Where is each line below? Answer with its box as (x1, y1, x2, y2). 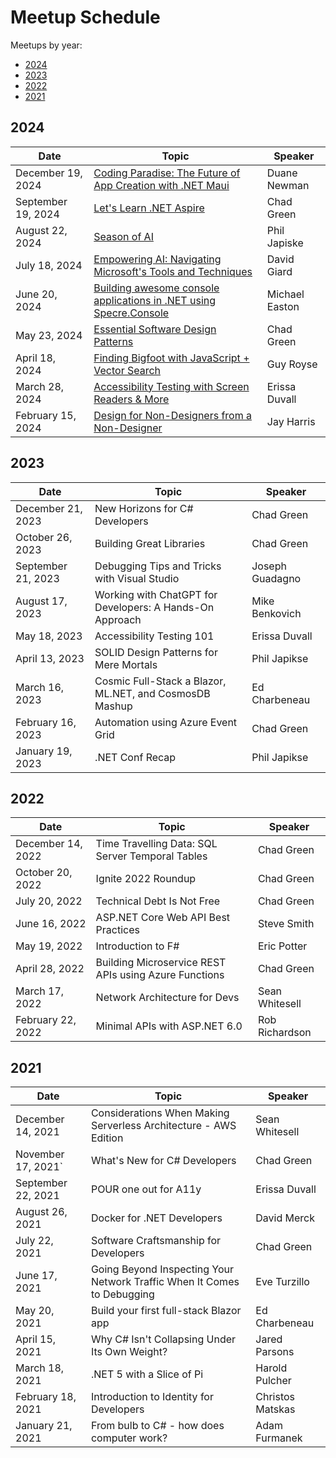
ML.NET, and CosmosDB (94, 686, 211, 700)
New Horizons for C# (94, 501, 194, 515)
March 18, (15, 1361, 65, 1375)
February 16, (15, 715, 77, 729)
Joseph (251, 559, 287, 573)
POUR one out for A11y (90, 1182, 202, 1196)
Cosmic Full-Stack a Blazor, (94, 674, 227, 688)
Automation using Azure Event (94, 715, 238, 729)
